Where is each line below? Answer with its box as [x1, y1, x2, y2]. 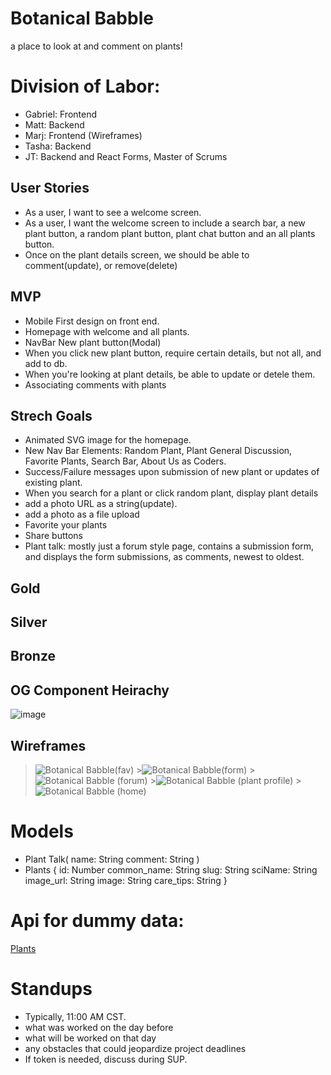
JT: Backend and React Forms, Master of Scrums [24, 150, 228, 162]
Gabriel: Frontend [24, 108, 98, 120]
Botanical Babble [10, 7, 154, 30]
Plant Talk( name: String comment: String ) [24, 853, 200, 866]
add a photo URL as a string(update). [24, 498, 178, 510]
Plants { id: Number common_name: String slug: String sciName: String [24, 864, 318, 876]
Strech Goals [10, 407, 93, 424]
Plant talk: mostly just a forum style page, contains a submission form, [24, 540, 315, 552]
